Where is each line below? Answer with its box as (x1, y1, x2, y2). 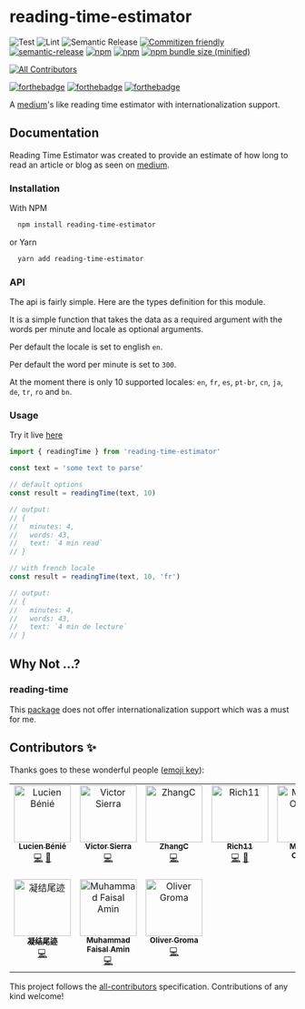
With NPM (9, 203, 48, 214)
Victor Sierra (84, 842, 133, 852)
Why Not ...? (9, 656, 81, 671)
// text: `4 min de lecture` (9, 622, 128, 631)
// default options (9, 480, 84, 489)
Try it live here (9, 429, 64, 440)
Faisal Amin (86, 944, 130, 954)
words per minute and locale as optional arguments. (9, 324, 204, 335)
